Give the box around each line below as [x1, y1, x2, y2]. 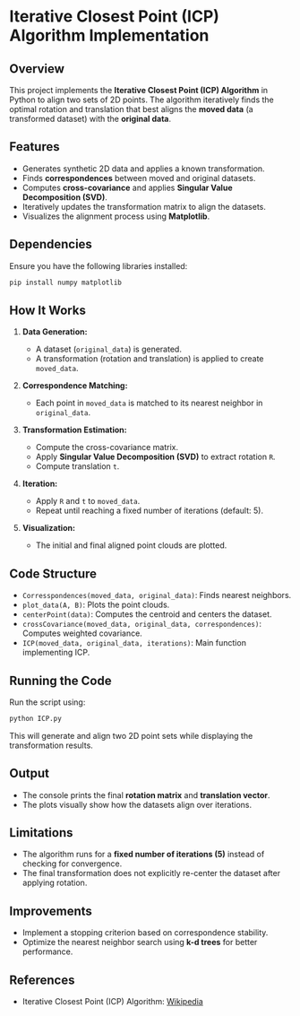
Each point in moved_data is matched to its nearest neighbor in [35, 397, 263, 409]
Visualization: [21, 523, 76, 534]
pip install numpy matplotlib [9, 278, 123, 287]
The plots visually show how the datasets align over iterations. [21, 799, 253, 810]
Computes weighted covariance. [21, 628, 143, 638]
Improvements [9, 903, 92, 918]
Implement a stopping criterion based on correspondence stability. [21, 927, 269, 938]
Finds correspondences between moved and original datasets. [21, 172, 256, 183]
